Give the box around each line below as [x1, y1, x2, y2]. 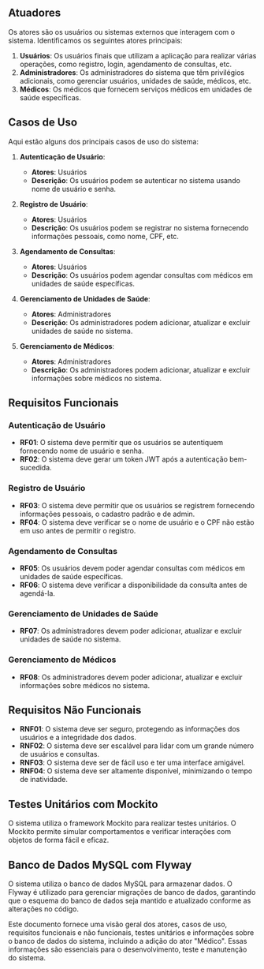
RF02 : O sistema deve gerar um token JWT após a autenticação [19, 455, 229, 464]
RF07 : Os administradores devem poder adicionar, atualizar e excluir [19, 627, 243, 636]
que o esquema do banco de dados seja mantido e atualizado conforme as [8, 896, 251, 905]
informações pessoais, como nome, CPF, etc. [31, 231, 180, 241]
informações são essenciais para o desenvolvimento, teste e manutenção [8, 945, 247, 954]
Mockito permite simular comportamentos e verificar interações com [8, 827, 231, 836]
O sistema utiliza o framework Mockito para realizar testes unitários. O [8, 818, 236, 828]
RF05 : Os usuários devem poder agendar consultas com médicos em [19, 563, 246, 573]
